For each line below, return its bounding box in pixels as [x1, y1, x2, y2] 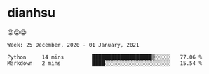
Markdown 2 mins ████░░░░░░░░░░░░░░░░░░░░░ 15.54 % [7, 59, 202, 67]
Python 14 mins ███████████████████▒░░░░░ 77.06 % [7, 54, 202, 61]
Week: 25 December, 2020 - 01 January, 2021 [7, 41, 140, 48]
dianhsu [7, 5, 56, 21]
